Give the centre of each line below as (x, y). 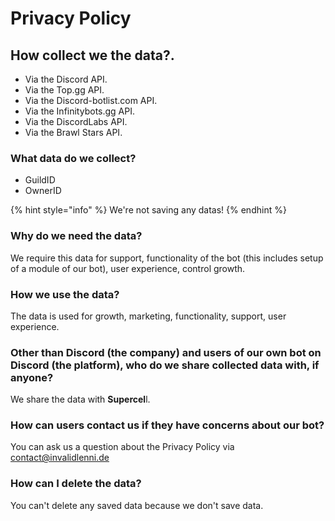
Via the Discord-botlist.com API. (91, 100)
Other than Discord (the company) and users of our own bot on (166, 352)
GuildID (40, 180)
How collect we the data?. (92, 55)
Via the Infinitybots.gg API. (79, 111)
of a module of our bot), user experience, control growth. (128, 268)
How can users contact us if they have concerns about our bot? (167, 425)
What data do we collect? (73, 158)
